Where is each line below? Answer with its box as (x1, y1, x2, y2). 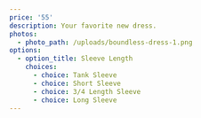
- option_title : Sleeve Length (17, 54, 133, 63)
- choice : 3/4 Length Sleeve (32, 87, 141, 96)
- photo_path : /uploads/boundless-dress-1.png (17, 37, 193, 47)
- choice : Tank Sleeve (32, 71, 117, 80)
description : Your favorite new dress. (9, 21, 157, 30)
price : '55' (9, 12, 53, 22)
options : (9, 46, 42, 55)
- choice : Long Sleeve (32, 95, 117, 105)
